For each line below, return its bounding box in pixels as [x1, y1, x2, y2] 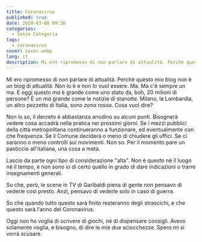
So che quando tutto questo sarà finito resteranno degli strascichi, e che [6, 199, 185, 206]
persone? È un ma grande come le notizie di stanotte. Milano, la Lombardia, [6, 95, 194, 102]
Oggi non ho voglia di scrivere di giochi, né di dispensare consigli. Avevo [6, 217, 186, 225]
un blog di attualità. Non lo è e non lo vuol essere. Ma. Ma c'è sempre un [6, 82, 186, 89]
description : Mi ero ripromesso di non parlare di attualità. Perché [6, 59, 185, 65]
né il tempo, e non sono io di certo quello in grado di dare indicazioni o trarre [6, 163, 196, 170]
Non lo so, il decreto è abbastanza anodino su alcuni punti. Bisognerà [6, 113, 179, 120]
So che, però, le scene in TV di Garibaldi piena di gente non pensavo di [6, 181, 182, 188]
